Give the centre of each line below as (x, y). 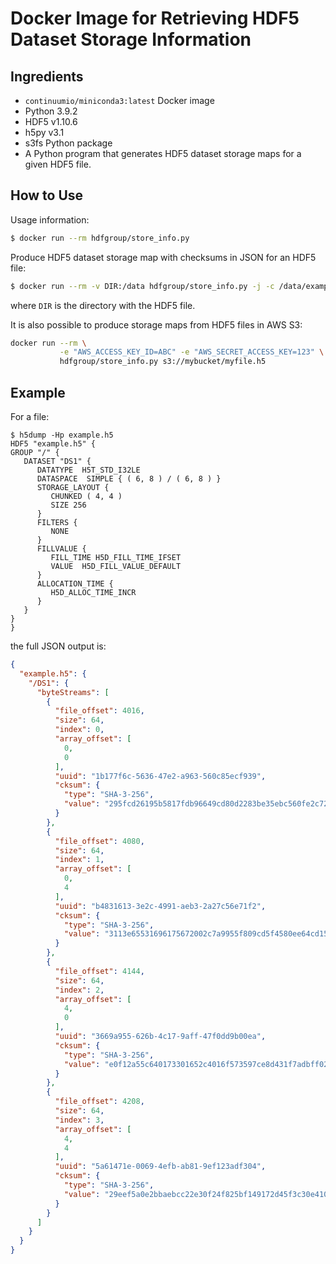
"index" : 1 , (79, 860)
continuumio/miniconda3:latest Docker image (119, 100)
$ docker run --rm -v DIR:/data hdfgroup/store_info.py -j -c (142, 286)
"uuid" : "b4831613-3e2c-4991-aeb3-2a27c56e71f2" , (160, 906)
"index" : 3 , (79, 1120)
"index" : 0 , (79, 730)
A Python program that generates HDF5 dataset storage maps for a (163, 153)
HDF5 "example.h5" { (53, 444)
